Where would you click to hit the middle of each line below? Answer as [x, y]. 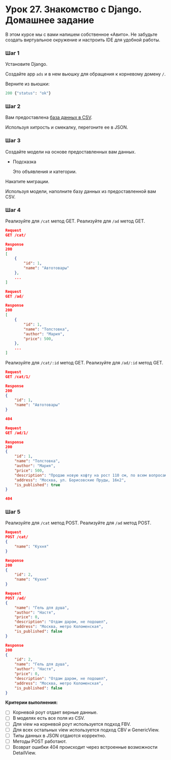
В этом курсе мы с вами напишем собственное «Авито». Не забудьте [81, 34]
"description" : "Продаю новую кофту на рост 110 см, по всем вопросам [91, 475]
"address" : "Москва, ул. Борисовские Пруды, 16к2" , [70, 480]
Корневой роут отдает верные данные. [55, 713]
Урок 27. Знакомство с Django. [73, 9]
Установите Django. [26, 64]
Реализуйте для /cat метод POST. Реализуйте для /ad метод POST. [78, 523]
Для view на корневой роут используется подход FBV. [72, 724]
